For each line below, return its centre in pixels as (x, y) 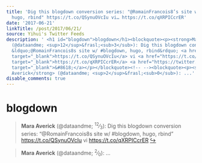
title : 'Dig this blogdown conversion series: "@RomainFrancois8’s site (99, 12)
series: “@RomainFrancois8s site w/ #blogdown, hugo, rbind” (97, 134)
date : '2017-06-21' (31, 23)
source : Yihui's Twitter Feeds (45, 34)
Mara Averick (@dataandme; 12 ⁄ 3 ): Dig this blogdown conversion (101, 126)
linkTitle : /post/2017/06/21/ (44, 28)
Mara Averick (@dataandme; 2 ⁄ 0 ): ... (66, 153)
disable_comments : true (36, 79)
